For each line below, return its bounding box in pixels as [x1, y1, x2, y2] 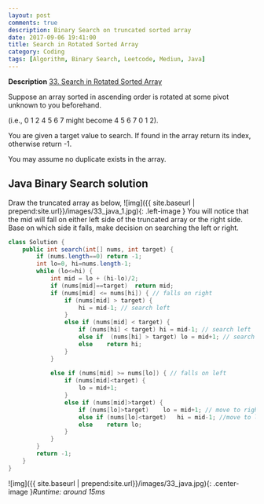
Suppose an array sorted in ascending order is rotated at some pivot [8, 92, 229, 101]
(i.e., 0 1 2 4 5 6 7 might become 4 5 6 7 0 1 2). [8, 115, 159, 125]
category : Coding [8, 48, 65, 56]
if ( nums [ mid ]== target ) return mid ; [49, 282, 174, 290]
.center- [213, 478, 240, 488]
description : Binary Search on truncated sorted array [8, 26, 192, 34]
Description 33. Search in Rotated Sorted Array [8, 76, 163, 86]
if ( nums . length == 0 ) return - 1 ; [36, 253, 143, 261]
